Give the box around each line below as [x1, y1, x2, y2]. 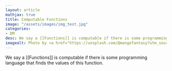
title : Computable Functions [5, 17, 68, 22]
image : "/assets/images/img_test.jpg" [5, 21, 88, 27]
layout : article [5, 7, 40, 13]
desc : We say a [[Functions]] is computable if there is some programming [5, 36, 168, 41]
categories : [5, 26, 31, 31]
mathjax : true [5, 12, 36, 17]
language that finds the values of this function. [5, 59, 104, 66]
